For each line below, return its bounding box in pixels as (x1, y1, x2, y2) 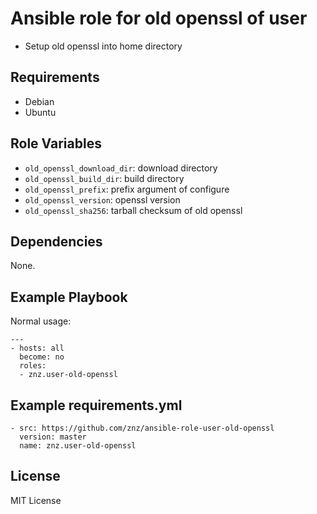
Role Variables (10, 135, 102, 152)
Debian (24, 95, 55, 107)
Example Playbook (10, 288, 128, 306)
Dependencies (10, 233, 103, 250)
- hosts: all (10, 343, 65, 354)
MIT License (10, 494, 62, 506)
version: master (19, 432, 87, 442)
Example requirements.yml (10, 397, 183, 414)
